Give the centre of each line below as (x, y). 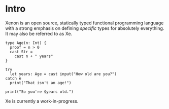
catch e (13, 78)
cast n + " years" (34, 56)
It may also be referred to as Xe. (39, 33)
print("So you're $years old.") (39, 92)
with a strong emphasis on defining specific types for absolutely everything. (85, 28)
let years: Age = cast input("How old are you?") (63, 74)
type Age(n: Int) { (26, 43)
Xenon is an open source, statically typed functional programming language (84, 23)
